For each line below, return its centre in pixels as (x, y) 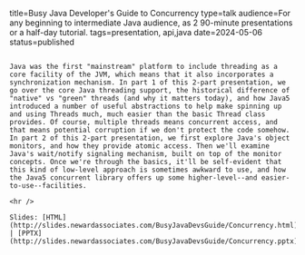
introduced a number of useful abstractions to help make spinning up (146, 106)
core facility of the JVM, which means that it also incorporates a (142, 74)
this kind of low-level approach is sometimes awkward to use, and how (148, 170)
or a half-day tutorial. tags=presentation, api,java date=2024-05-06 (136, 32)
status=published (42, 42)
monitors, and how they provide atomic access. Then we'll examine (140, 146)
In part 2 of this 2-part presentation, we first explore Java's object (150, 138)
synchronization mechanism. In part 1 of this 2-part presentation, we (148, 83)
